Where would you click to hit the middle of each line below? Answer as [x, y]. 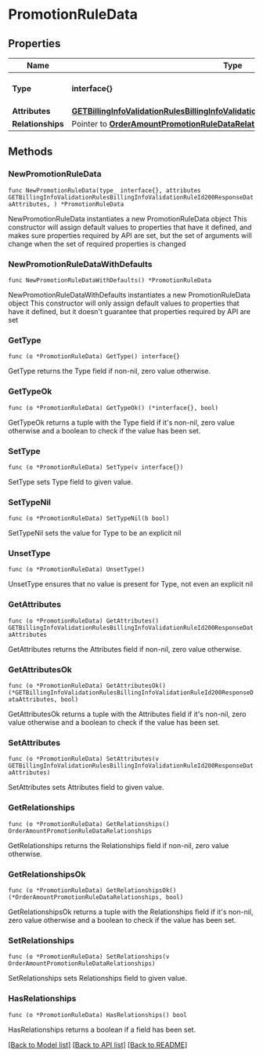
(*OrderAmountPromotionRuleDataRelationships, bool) [96, 897]
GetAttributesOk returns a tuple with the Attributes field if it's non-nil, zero [127, 714]
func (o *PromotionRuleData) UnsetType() [77, 570]
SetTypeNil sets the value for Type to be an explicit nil [95, 533]
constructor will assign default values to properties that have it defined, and [130, 227]
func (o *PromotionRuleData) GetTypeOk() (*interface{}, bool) [113, 408]
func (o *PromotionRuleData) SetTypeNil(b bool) [89, 519]
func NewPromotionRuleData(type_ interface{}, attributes [104, 190]
